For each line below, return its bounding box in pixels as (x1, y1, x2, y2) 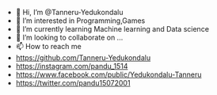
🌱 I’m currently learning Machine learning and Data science (15, 25, 210, 33)
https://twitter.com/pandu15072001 (15, 78, 131, 87)
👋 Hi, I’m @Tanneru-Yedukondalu (15, 8, 124, 17)
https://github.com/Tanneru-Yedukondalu (15, 53, 151, 63)
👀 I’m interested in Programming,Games (15, 16, 146, 25)
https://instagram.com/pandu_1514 (15, 62, 128, 70)
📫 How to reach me (15, 42, 82, 51)
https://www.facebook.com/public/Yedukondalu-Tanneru (15, 70, 202, 79)
